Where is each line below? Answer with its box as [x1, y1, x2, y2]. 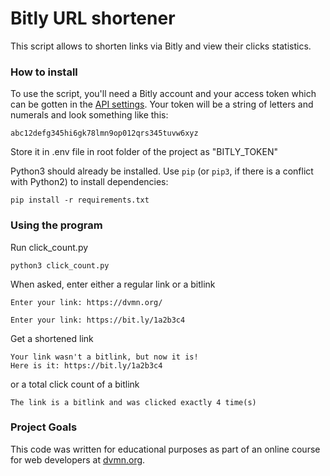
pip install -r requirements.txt [10, 195, 150, 206]
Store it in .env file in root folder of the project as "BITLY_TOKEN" [10, 146, 279, 158]
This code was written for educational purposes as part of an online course [10, 443, 321, 455]
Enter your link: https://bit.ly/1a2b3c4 [10, 315, 186, 325]
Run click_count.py [10, 241, 89, 253]
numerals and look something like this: [10, 109, 169, 121]
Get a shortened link [10, 332, 94, 344]
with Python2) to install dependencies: [10, 176, 169, 188]
